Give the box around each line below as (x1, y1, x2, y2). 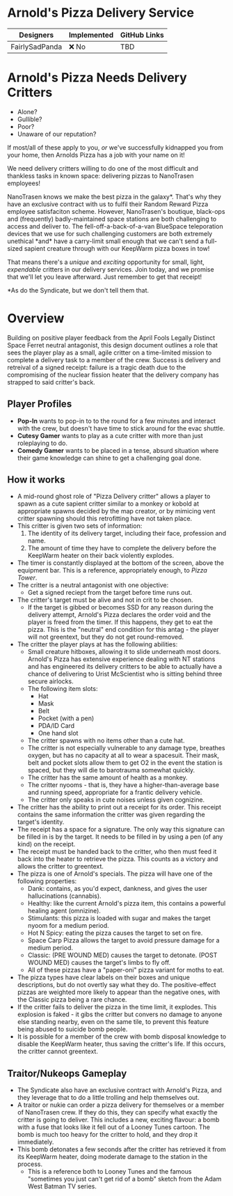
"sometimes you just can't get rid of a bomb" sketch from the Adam (27, 1175, 222, 1183)
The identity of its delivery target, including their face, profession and (27, 529, 227, 538)
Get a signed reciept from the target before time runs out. (27, 589, 193, 597)
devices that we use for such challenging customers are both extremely (7, 229, 213, 238)
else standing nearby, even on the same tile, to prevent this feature (17, 1018, 209, 1026)
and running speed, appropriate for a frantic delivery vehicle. (27, 789, 202, 797)
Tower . (17, 573, 38, 582)
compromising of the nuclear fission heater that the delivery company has (7, 371, 219, 379)
